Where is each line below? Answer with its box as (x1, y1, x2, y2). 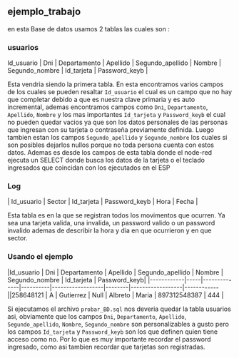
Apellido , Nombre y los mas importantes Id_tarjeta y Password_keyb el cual (7, 111, 226, 119)
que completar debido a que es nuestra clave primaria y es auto (7, 96, 195, 104)
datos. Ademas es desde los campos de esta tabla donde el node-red (7, 148, 213, 157)
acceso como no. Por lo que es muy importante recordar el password (7, 334, 212, 343)
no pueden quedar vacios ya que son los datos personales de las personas (7, 118, 228, 127)
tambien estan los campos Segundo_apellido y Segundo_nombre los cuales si (7, 133, 228, 142)
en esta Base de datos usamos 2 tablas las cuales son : (7, 24, 170, 33)
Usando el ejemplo (7, 252, 73, 262)
